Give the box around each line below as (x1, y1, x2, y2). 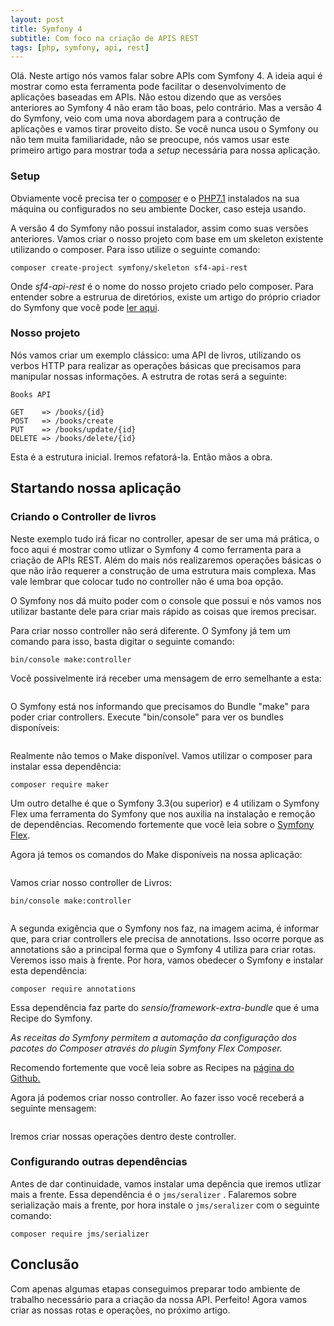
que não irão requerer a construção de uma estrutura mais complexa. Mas (10, 564, 317, 576)
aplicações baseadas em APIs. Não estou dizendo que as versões (10, 91, 282, 103)
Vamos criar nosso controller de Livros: (10, 876, 172, 888)
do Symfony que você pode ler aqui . (10, 301, 160, 313)
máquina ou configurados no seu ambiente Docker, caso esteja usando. (10, 202, 307, 215)
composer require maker (10, 779, 110, 790)
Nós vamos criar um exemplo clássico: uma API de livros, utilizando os (10, 349, 302, 361)
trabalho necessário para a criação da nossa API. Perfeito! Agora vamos (10, 1293, 308, 1305)
